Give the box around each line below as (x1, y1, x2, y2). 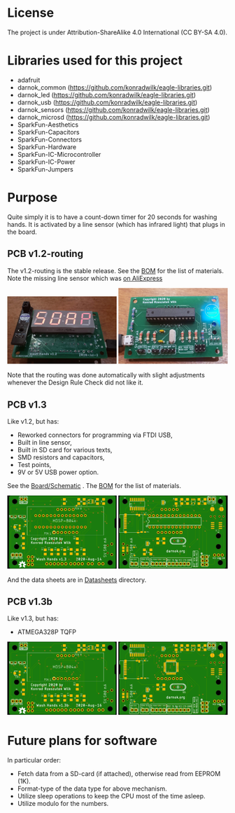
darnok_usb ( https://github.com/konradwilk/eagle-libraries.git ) (17, 98, 198, 106)
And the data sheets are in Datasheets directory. (7, 576, 147, 584)
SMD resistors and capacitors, (17, 453, 105, 461)
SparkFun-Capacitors (17, 127, 80, 136)
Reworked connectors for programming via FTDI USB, (17, 431, 173, 439)
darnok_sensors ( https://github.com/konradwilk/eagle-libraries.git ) (17, 105, 210, 113)
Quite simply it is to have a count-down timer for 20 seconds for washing (7, 212, 218, 221)
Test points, (17, 461, 52, 469)
